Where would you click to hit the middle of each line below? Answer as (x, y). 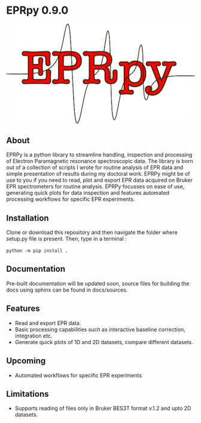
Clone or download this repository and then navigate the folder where (92, 232)
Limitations (28, 394)
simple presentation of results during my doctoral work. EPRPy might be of (98, 174)
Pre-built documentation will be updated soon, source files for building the (98, 283)
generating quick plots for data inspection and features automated (88, 193)
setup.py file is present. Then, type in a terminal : (66, 239)
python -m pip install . (37, 251)
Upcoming (26, 361)
